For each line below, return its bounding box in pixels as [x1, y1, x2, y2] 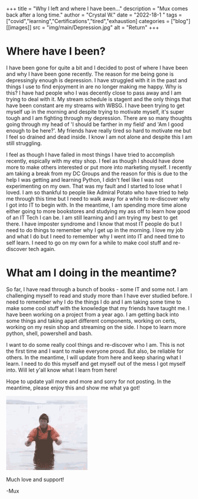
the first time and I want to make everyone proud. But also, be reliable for [6, 347, 184, 355]
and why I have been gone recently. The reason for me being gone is [6, 70, 174, 78]
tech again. [28, 245, 56, 252]
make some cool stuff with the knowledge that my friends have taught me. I [6, 304, 190, 311]
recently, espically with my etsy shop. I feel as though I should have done [6, 157, 184, 165]
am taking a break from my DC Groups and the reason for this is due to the [6, 170, 188, 177]
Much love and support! [6, 476, 64, 483]
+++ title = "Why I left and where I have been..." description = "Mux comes [6, 5, 188, 12]
